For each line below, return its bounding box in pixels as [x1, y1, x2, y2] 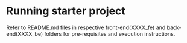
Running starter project [6, 4, 125, 18]
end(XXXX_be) [6, 30, 43, 37]
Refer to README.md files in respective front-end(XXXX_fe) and [6, 24, 166, 31]
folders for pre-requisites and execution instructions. [44, 30, 176, 37]
